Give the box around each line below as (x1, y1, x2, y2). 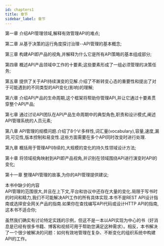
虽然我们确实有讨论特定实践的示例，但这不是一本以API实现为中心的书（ (5, 217, 150, 223)
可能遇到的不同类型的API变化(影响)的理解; (9, 85, 94, 91)
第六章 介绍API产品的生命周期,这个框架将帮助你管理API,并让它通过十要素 (5, 95, 152, 101)
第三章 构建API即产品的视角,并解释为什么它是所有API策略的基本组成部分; (5, 51, 152, 57)
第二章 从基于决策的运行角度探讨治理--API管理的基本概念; (5, 41, 122, 47)
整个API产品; (9, 101, 35, 107)
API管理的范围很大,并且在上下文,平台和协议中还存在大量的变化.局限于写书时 (5, 188, 158, 194)
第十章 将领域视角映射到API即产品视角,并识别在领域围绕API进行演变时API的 (5, 155, 158, 161)
